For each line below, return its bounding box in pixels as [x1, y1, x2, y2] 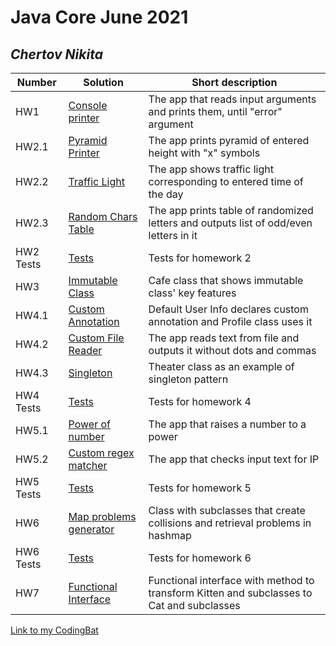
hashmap [148, 529, 192, 542]
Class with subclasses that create [148, 504, 306, 517]
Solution [83, 76, 124, 89]
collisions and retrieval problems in [148, 516, 312, 530]
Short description [191, 76, 278, 89]
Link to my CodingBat [10, 624, 99, 636]
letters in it [148, 229, 198, 242]
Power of [68, 417, 111, 431]
